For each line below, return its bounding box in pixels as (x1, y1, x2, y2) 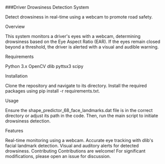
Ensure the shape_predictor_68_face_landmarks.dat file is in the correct (5, 107, 153, 113)
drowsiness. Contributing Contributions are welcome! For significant (5, 148, 146, 154)
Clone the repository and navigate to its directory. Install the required (5, 82, 147, 88)
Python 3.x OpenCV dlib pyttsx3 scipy (5, 63, 83, 69)
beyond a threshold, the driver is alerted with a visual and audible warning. (5, 44, 159, 49)
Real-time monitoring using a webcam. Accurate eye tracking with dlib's (5, 137, 153, 143)
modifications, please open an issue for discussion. (5, 153, 111, 159)
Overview (5, 23, 25, 29)
